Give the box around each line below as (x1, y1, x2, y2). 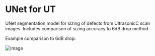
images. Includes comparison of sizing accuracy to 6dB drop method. (5, 25, 150, 31)
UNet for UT (5, 4, 56, 15)
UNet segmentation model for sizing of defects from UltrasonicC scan (5, 20, 150, 26)
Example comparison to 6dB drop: (5, 35, 76, 41)
